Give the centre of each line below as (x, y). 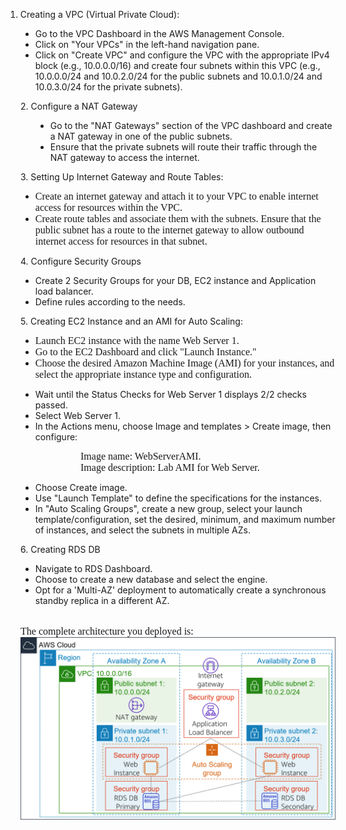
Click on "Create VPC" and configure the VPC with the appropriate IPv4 (182, 55)
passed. (51, 405)
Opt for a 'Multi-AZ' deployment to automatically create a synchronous (180, 590)
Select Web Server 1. (78, 415)
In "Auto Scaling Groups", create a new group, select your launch (168, 508)
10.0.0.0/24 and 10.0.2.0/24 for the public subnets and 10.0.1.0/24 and (178, 76)
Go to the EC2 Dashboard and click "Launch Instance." (145, 352)
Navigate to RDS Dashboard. (93, 568)
